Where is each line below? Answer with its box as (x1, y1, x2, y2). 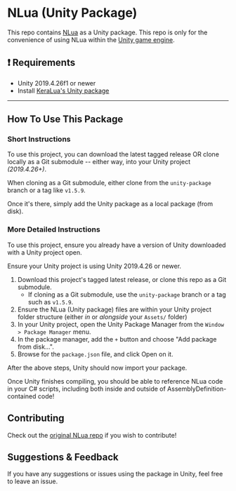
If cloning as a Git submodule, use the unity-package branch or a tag (27, 290, 226, 299)
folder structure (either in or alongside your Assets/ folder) (17, 312, 188, 321)
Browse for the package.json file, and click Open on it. (17, 349, 173, 358)
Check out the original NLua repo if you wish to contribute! (7, 431, 177, 439)
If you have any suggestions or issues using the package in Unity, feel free (7, 470, 223, 478)
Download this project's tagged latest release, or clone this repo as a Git (17, 275, 227, 283)
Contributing (7, 412, 65, 424)
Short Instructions (7, 135, 71, 144)
